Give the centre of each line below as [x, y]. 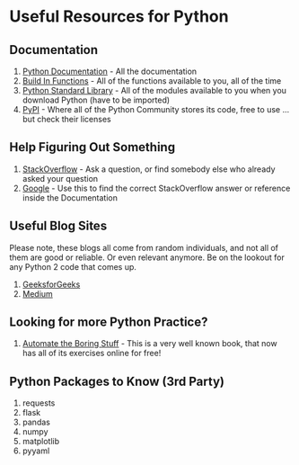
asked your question [60, 178]
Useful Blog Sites [58, 226]
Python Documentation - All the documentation [110, 71]
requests [39, 403]
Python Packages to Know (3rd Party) [117, 381]
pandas [36, 422]
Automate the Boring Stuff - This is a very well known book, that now [149, 344]
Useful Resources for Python [119, 17]
